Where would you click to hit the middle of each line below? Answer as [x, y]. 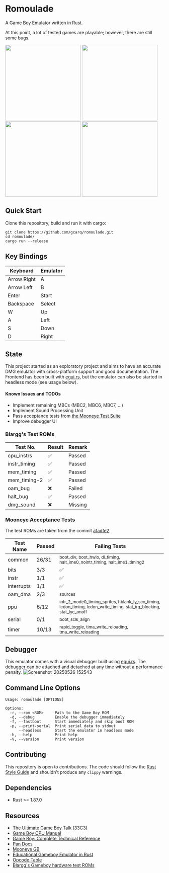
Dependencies [28, 788]
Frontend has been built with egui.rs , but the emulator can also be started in [84, 377]
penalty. [14, 672]
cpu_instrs [20, 455]
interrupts [19, 586]
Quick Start [23, 211]
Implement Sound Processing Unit [48, 410]
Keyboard [22, 271]
